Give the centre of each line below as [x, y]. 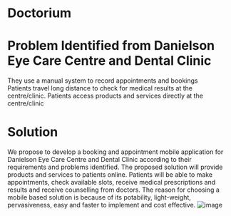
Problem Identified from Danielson [111, 46]
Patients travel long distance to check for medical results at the [100, 88]
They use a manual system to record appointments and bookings [103, 81]
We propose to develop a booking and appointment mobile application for [115, 152]
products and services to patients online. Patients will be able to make [110, 175]
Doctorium [40, 13]
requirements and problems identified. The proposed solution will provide [115, 167]
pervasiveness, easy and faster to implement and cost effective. [102, 205]
